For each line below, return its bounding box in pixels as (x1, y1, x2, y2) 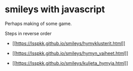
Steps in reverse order (5, 30, 52, 36)
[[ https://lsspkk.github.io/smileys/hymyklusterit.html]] (12, 40, 126, 46)
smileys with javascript (5, 4, 105, 15)
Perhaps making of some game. (5, 20, 72, 27)
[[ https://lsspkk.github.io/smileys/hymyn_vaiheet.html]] (12, 50, 128, 56)
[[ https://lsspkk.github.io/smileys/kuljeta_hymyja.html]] (12, 60, 128, 66)
